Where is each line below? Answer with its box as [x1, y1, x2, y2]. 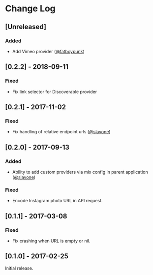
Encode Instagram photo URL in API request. [12, 198, 103, 204]
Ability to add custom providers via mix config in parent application [12, 169, 149, 175]
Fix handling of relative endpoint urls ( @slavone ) [12, 129, 111, 135]
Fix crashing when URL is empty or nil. [12, 238, 91, 244]
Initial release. [5, 265, 33, 271]
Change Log [5, 3, 56, 14]
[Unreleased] [5, 23, 47, 31]
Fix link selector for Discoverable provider [12, 89, 97, 94]
